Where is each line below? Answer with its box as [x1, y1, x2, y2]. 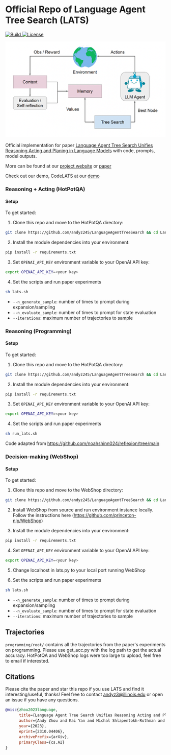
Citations [5, 673, 35, 681]
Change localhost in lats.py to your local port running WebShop [12, 567, 146, 573]
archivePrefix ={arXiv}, [18, 734, 70, 739]
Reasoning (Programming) [5, 327, 72, 335]
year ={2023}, [18, 724, 47, 729]
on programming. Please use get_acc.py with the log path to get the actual [5, 647, 161, 653]
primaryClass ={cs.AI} [18, 740, 65, 745]
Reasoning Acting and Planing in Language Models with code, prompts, [5, 147, 155, 154]
